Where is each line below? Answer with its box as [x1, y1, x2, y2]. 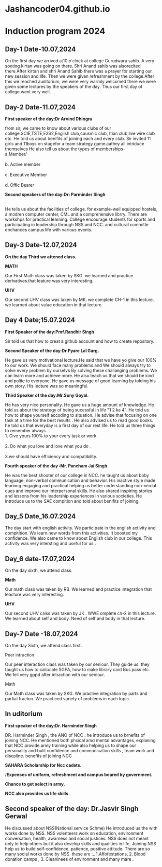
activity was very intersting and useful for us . [5, 541, 96, 547]
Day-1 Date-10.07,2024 [5, 45, 76, 53]
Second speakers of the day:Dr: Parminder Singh [5, 192, 105, 197]
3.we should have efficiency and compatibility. [5, 453, 98, 459]
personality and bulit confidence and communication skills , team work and [5, 747, 155, 753]
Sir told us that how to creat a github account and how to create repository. [5, 338, 155, 344]
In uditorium [5, 710, 43, 718]
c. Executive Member [5, 172, 47, 177]
